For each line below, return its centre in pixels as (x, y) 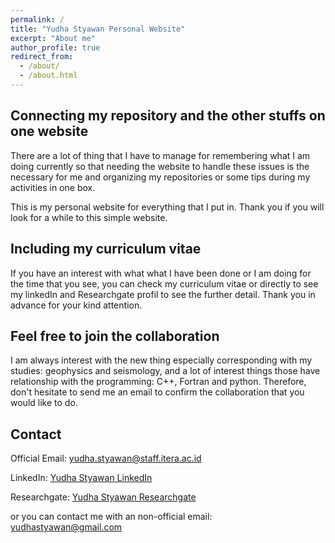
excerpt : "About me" (53, 38)
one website (49, 131)
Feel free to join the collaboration (115, 336)
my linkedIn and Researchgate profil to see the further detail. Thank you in (163, 294)
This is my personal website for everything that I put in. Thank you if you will (167, 207)
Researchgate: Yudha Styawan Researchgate (103, 497)
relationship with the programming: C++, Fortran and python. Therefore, (158, 382)
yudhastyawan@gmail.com (66, 527)
